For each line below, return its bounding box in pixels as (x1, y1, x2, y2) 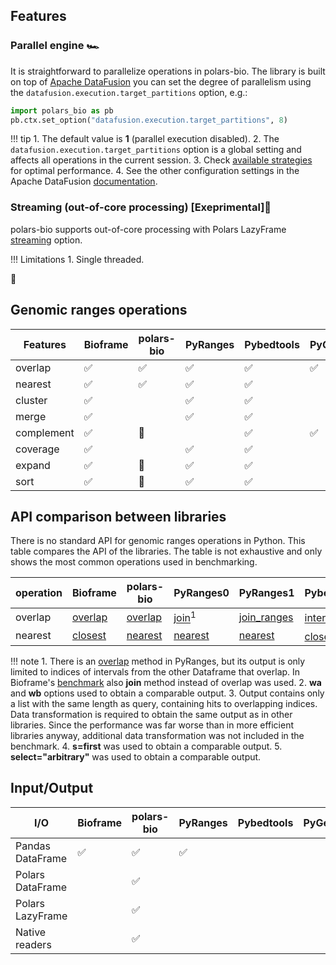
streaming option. (10, 234, 83, 246)
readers (15, 937, 52, 951)
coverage (15, 442, 60, 456)
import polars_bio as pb (10, 105, 114, 116)
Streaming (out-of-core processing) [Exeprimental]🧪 (10, 200, 272, 214)
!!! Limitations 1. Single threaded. (10, 253, 145, 265)
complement (15, 425, 75, 439)
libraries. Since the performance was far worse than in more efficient (10, 719, 295, 731)
